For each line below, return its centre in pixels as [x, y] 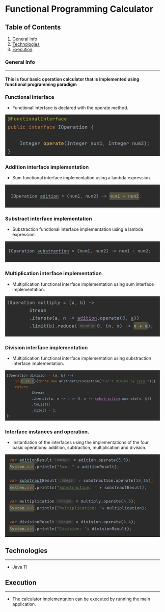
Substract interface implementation [49, 219]
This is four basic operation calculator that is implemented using [72, 79]
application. [24, 604]
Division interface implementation [47, 347]
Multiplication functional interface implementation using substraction [82, 358]
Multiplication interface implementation [54, 274]
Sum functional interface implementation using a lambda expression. [82, 178]
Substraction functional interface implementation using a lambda [78, 229]
